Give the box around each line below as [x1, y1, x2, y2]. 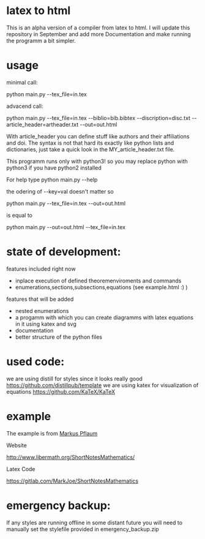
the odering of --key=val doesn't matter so [6, 187, 114, 195]
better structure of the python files [15, 333, 103, 341]
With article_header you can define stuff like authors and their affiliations [6, 132, 190, 140]
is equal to [6, 211, 32, 219]
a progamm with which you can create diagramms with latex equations [15, 314, 194, 321]
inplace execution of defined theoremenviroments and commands [15, 277, 182, 284]
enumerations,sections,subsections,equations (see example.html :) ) [15, 283, 188, 291]
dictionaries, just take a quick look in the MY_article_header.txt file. [6, 145, 175, 153]
